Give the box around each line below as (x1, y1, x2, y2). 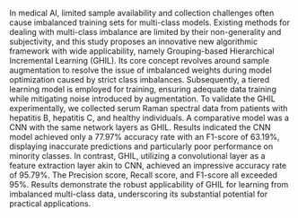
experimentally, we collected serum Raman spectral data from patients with (9, 103, 288, 113)
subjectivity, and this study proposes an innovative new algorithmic (9, 36, 259, 47)
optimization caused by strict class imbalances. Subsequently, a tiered (9, 74, 270, 84)
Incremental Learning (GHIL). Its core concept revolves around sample (9, 56, 270, 65)
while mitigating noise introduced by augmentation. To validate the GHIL (9, 93, 276, 104)
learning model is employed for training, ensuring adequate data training (9, 84, 276, 94)
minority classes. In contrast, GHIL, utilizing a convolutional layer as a (9, 151, 266, 161)
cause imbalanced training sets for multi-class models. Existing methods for (9, 17, 290, 28)
